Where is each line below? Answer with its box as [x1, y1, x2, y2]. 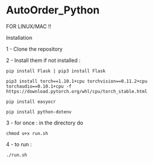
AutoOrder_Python [6, 4, 100, 17]
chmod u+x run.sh [6, 130, 48, 136]
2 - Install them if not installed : [6, 57, 81, 64]
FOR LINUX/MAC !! [6, 23, 51, 30]
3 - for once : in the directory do [6, 119, 84, 126]
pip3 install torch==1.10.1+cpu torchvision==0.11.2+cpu [6, 78, 148, 84]
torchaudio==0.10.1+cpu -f [6, 83, 72, 89]
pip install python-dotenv [6, 109, 72, 115]
